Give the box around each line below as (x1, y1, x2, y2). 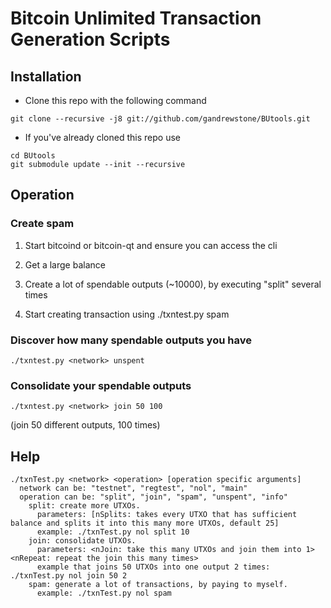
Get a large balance (24, 258, 106, 271)
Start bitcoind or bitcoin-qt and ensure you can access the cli (24, 239, 278, 251)
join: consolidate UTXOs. (28, 536, 137, 546)
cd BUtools (10, 151, 56, 161)
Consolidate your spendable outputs (10, 378, 192, 392)
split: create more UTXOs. (28, 501, 141, 511)
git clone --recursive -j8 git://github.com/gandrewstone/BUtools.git (10, 114, 311, 124)
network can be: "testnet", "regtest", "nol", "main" (19, 483, 248, 494)
